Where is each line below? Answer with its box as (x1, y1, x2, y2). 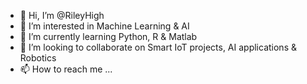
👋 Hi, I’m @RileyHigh (19, 10, 105, 21)
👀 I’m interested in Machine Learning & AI (19, 20, 190, 32)
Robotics (19, 52, 57, 64)
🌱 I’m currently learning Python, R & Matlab (19, 31, 198, 42)
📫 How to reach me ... (19, 63, 113, 75)
